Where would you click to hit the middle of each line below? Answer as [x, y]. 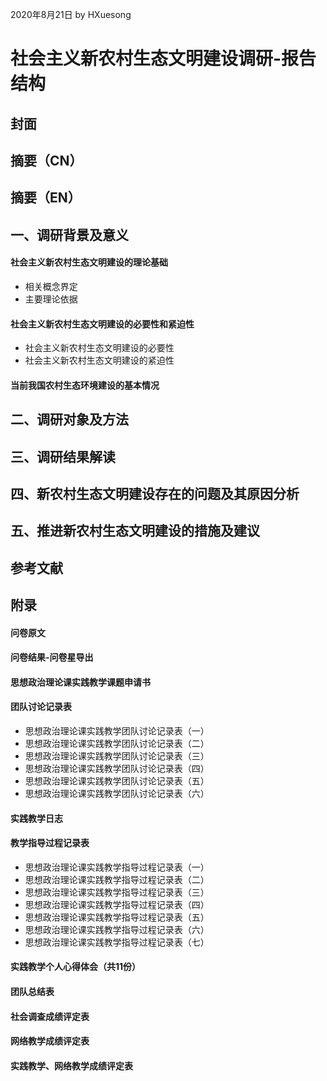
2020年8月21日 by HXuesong [71, 14]
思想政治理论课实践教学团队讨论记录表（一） [117, 731]
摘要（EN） [46, 198]
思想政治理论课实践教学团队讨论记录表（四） [117, 769]
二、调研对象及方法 [69, 419]
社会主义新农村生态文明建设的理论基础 [89, 262]
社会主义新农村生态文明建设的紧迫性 [99, 360]
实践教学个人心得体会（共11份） [76, 967]
